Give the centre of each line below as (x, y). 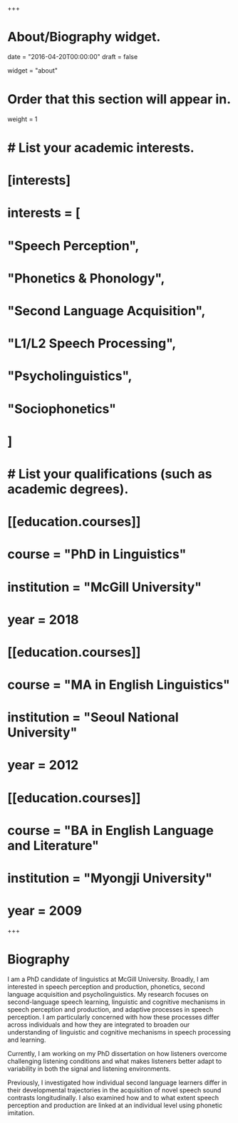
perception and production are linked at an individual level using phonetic (115, 1105)
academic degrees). (68, 489)
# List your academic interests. (101, 148)
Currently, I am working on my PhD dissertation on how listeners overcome (117, 1053)
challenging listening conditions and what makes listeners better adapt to (115, 1061)
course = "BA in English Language (110, 830)
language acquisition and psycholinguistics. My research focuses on (108, 994)
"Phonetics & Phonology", (86, 278)
